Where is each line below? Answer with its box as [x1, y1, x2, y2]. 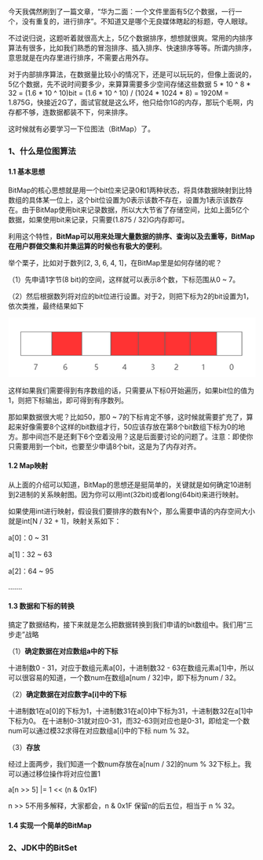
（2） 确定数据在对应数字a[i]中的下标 [8, 690, 127, 699]
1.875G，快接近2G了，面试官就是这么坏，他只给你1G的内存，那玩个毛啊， [8, 97, 247, 107]
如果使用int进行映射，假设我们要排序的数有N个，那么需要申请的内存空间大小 [8, 507, 255, 516]
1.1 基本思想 [8, 167, 46, 176]
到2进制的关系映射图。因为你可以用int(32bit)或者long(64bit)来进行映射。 [8, 490, 243, 500]
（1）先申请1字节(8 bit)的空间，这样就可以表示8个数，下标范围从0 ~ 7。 [8, 275, 240, 284]
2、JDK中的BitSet [8, 842, 78, 853]
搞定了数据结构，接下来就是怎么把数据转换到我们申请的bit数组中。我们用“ [8, 620, 247, 630]
